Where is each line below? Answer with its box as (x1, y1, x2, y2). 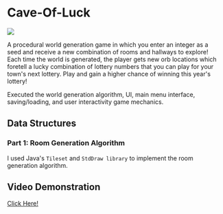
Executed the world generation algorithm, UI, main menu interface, (7, 90, 196, 98)
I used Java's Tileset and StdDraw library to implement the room (7, 153, 193, 162)
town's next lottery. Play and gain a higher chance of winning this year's (7, 69, 211, 78)
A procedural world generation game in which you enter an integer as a (7, 40, 209, 49)
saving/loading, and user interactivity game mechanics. (7, 98, 164, 106)
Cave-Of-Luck (7, 5, 91, 21)
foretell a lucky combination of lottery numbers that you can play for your (7, 62, 214, 70)
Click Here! (7, 200, 39, 208)
